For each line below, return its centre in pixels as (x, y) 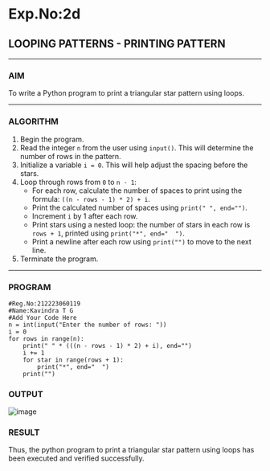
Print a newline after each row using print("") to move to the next (141, 241)
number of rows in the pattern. (71, 156)
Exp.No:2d (45, 14)
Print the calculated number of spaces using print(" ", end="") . (139, 207)
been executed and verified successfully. (76, 458)
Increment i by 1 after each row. (85, 216)
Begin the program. (52, 139)
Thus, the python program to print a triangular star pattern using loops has (131, 450)
